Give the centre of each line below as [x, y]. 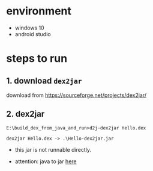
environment [39, 11]
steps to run [37, 59]
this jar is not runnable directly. [53, 149]
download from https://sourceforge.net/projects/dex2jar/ [76, 95]
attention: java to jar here [46, 161]
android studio [33, 34]
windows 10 [29, 28]
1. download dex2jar [44, 80]
